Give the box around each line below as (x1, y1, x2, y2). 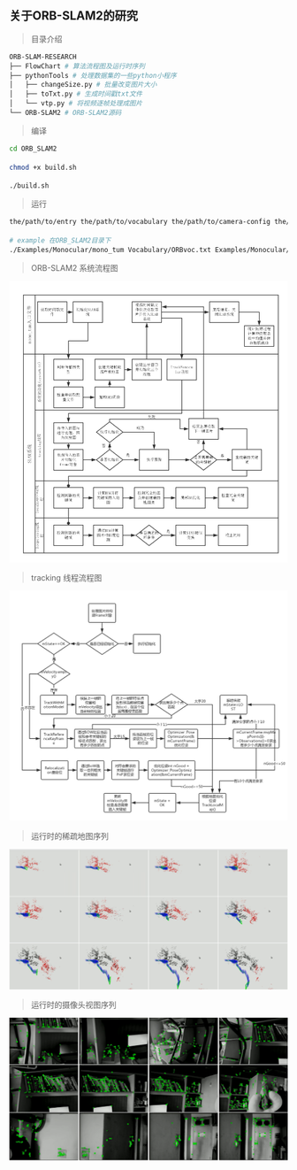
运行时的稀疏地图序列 (30, 831, 109, 842)
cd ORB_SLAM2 (9, 144, 57, 153)
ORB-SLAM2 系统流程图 (30, 262, 118, 273)
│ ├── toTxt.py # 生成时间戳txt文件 (9, 89, 143, 99)
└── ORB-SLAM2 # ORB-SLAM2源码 (9, 109, 122, 118)
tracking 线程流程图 (30, 572, 103, 582)
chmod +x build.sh (9, 163, 77, 172)
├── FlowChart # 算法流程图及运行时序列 (9, 61, 146, 71)
